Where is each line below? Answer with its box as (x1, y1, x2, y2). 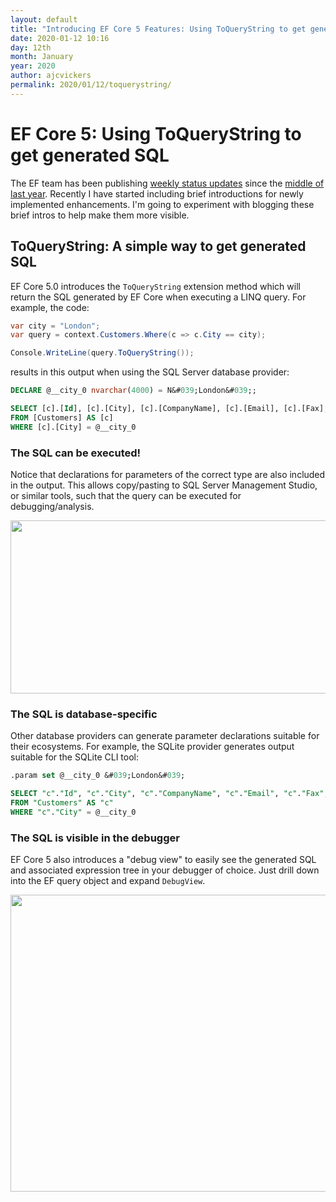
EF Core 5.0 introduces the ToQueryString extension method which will (10, 280, 301, 292)
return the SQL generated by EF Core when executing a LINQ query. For (10, 291, 307, 303)
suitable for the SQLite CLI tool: (10, 751, 139, 763)
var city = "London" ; (10, 321, 101, 331)
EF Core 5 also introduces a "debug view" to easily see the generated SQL (10, 854, 317, 866)
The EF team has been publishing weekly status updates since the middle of (10, 177, 325, 189)
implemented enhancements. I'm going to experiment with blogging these (10, 198, 315, 210)
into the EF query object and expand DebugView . (10, 875, 206, 887)
